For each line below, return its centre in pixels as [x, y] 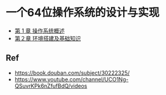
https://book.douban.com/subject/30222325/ [72, 73]
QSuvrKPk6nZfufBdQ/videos [51, 86]
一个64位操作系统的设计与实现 [83, 13]
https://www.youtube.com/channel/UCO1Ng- [72, 79]
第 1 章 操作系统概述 [40, 31]
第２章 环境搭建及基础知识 [47, 38]
